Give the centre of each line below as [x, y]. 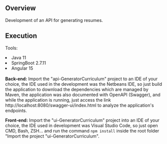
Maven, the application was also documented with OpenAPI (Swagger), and [83, 95]
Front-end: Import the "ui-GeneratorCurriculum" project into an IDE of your [82, 120]
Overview [21, 8]
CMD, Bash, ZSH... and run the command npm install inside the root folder [82, 131]
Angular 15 [22, 68]
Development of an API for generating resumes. [54, 20]
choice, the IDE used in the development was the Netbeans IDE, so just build [84, 84]
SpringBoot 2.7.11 [29, 63]
